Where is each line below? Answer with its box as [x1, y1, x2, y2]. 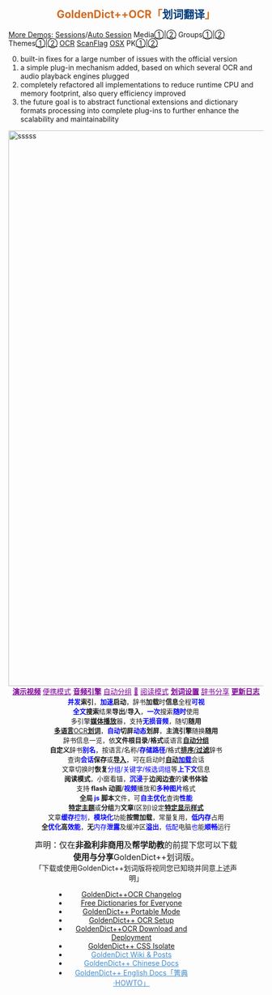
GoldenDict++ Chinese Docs [83, 958, 180, 967]
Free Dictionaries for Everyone [80, 898, 182, 908]
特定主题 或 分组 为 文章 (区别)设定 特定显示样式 [68, 803, 204, 812]
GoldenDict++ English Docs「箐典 [74, 967, 189, 977]
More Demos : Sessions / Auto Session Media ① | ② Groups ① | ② [8, 29, 225, 39]
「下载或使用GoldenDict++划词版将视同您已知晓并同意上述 [35, 863, 231, 873]
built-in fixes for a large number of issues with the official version [19, 53, 237, 63]
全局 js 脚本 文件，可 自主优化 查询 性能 [79, 793, 193, 802]
